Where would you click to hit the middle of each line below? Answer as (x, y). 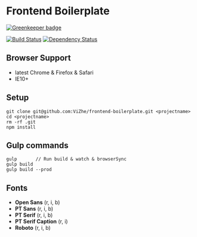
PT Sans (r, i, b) (34, 209)
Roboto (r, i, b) (33, 228)
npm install (21, 127)
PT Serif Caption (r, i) (41, 221)
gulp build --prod (29, 170)
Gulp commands (37, 145)
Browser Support (39, 58)
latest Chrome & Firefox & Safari (54, 72)
